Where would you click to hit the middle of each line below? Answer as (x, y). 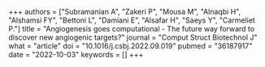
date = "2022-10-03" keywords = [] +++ (76, 54)
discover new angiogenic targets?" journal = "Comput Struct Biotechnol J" (133, 37)
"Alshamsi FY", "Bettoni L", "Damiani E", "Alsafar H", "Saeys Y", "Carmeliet (132, 20)
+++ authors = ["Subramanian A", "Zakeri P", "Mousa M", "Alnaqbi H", (125, 12)
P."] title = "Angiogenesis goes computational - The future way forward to (131, 29)
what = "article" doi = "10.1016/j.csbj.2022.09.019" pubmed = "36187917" (130, 46)
